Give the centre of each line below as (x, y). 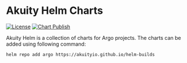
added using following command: (46, 44)
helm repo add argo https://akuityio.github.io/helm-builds (81, 54)
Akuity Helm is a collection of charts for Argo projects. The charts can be (94, 38)
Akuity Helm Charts (54, 11)
